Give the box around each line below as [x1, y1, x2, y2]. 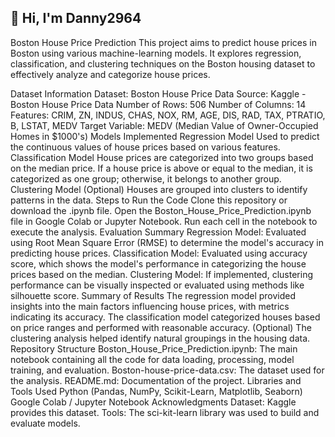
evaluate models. [10, 417, 81, 429]
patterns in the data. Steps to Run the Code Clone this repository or [10, 194, 288, 206]
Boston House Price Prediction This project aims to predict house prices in [10, 36, 318, 48]
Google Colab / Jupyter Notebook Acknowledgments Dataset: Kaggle [10, 396, 297, 408]
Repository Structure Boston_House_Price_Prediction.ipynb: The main [10, 342, 298, 355]
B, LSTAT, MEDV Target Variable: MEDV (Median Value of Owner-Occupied [10, 119, 319, 131]
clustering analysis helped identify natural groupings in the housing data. [10, 332, 311, 344]
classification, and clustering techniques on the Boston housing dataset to [10, 57, 316, 70]
